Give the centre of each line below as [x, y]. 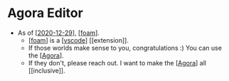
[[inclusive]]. [47, 70]
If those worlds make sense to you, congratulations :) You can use [125, 48]
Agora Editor [45, 13]
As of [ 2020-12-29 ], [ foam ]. [58, 33]
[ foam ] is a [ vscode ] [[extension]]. [79, 40]
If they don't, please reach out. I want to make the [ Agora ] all [117, 63]
